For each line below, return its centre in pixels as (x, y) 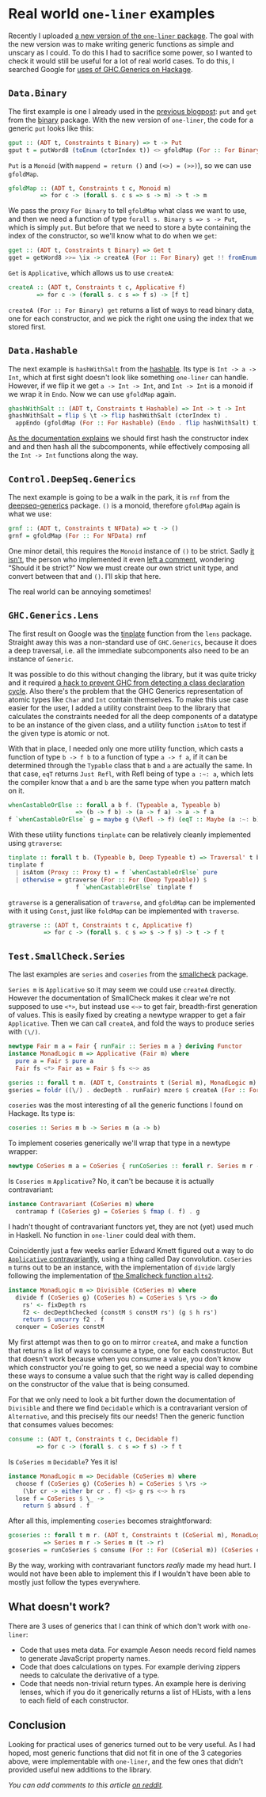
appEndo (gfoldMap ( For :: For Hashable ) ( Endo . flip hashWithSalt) (132, 423)
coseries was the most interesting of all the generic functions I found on (126, 1105)
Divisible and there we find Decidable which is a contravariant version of (128, 1408)
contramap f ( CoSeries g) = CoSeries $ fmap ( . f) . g (108, 1212)
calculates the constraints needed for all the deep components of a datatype (133, 716)
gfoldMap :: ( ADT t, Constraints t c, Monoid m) (90, 188)
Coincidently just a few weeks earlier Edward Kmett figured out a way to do (131, 1250)
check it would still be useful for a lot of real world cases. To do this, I (122, 61)
